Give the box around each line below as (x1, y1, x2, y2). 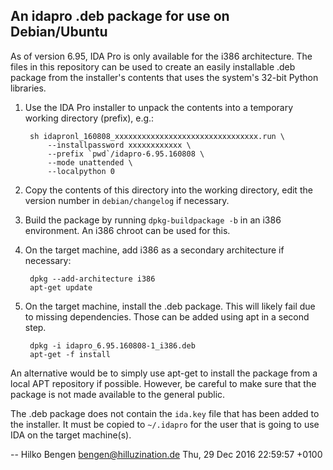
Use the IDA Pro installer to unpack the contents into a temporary (24, 101, 294, 113)
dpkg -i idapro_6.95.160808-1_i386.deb (29, 340, 196, 351)
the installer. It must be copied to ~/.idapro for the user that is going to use (10, 418, 320, 430)
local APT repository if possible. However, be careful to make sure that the (10, 377, 317, 389)
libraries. (10, 82, 47, 94)
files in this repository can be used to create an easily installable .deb (10, 60, 296, 73)
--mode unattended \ (47, 157, 133, 168)
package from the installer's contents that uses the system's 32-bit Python (10, 71, 319, 83)
